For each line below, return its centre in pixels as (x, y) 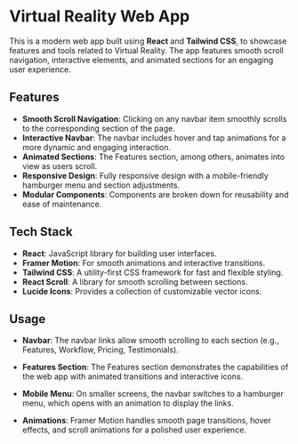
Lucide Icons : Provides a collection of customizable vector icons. (142, 291)
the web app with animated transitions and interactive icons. (132, 376)
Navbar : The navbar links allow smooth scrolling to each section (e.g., (150, 341)
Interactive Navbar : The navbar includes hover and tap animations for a (154, 137)
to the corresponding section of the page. (98, 128)
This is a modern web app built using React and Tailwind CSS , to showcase (148, 41)
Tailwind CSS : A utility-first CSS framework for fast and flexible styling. (153, 272)
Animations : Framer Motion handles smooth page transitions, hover (146, 421)
